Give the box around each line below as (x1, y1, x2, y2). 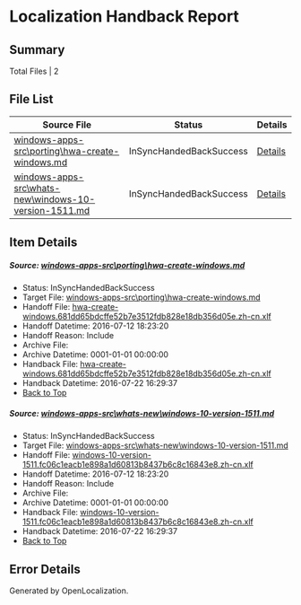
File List (9, 92, 54, 107)
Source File (42, 118, 92, 131)
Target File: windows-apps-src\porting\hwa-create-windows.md (21, 292, 262, 302)
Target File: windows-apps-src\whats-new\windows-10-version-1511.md (21, 440, 288, 451)
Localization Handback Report (9, 6, 240, 27)
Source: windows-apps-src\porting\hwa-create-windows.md (9, 259, 245, 270)
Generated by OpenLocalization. (9, 585, 129, 596)
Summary (9, 42, 65, 57)
